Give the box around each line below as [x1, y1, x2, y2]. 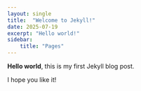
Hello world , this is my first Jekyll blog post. [7, 62, 135, 70]
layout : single [7, 10, 52, 17]
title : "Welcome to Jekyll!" [7, 17, 96, 24]
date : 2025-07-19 [7, 23, 58, 30]
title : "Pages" [20, 43, 65, 50]
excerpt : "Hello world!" [7, 29, 80, 37]
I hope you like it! [7, 76, 57, 84]
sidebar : [7, 36, 33, 43]
